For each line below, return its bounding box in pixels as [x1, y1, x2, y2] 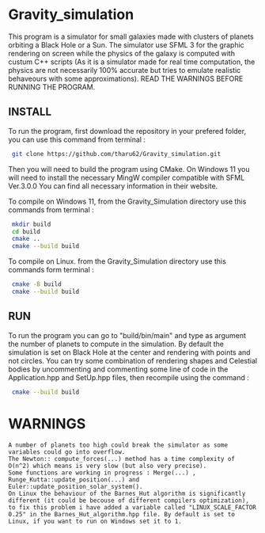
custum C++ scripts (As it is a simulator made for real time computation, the [8, 57, 256, 67]
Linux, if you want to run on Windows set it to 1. [8, 517, 182, 525]
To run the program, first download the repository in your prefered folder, [8, 126, 247, 135]
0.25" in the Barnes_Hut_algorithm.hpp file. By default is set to [8, 510, 236, 518]
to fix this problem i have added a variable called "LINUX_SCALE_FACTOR [8, 503, 257, 512]
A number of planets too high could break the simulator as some [8, 441, 228, 449]
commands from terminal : [8, 204, 95, 215]
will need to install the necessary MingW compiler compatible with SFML [8, 173, 245, 182]
